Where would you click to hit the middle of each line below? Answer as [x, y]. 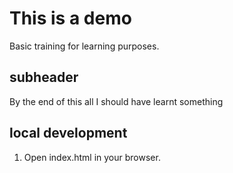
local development [68, 133]
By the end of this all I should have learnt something [116, 101]
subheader [44, 77]
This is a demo [70, 18]
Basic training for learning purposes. [84, 46]
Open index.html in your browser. [92, 157]
